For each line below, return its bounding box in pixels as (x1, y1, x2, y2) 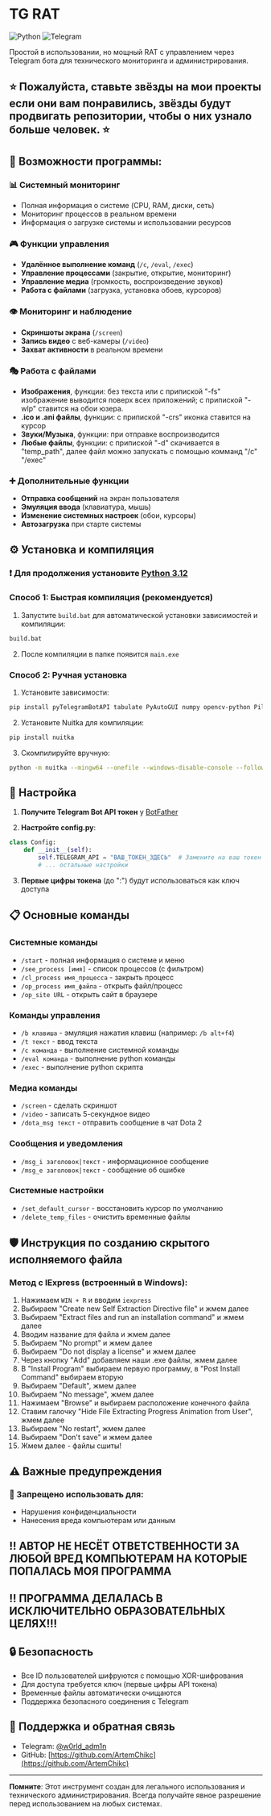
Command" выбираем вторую (20, 1372, 124, 1382)
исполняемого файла (9, 1253, 123, 1267)
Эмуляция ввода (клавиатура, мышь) (20, 502, 151, 512)
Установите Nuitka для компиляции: (20, 717, 144, 727)
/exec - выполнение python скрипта (20, 1062, 144, 1071)
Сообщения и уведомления (9, 1138, 124, 1150)
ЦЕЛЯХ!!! (9, 1617, 58, 1630)
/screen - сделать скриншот (20, 1100, 117, 1110)
